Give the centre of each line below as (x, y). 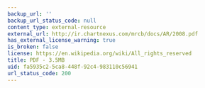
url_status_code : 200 (39, 73)
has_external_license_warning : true (61, 40)
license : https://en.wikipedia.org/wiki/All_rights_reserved (100, 54)
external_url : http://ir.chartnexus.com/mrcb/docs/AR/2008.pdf (103, 34)
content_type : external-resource (57, 27)
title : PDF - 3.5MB (36, 60)
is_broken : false (33, 47)
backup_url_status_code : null (52, 21)
